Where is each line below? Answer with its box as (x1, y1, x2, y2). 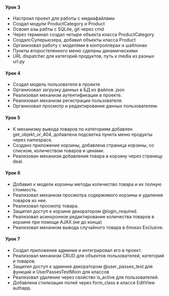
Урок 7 (5, 236, 20, 242)
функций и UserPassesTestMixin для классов (12, 269, 109, 275)
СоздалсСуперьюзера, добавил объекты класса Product (12, 37, 136, 43)
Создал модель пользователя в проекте (12, 81, 100, 87)
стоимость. (12, 186, 38, 192)
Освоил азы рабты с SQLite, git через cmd (12, 26, 104, 32)
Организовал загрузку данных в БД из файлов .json (12, 87, 125, 93)
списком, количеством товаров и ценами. (12, 147, 105, 153)
